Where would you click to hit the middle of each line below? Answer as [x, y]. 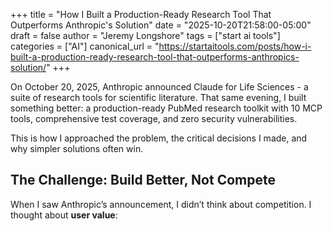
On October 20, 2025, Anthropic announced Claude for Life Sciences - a [159, 87]
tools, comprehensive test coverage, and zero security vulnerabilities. [154, 118]
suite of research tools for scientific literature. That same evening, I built [158, 97]
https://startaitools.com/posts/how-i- [235, 46]
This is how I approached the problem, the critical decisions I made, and [159, 138]
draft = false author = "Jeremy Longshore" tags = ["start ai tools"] [145, 35]
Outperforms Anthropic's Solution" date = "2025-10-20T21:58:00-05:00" [161, 25]
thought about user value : [64, 215]
